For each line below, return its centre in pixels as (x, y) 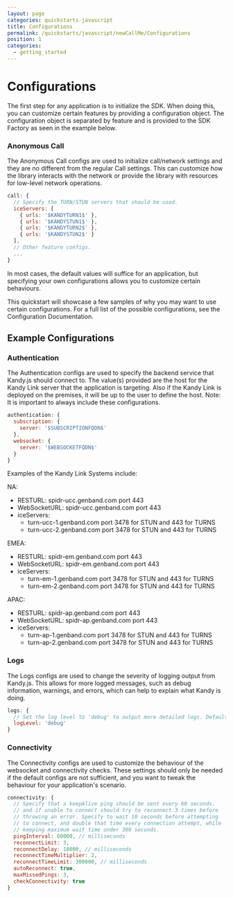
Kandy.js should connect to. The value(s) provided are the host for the (107, 380)
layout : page (26, 14)
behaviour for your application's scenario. (67, 785)
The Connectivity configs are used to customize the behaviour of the (105, 763)
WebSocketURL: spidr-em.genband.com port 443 (88, 564)
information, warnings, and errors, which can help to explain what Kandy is (114, 690)
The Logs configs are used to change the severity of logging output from (111, 675)
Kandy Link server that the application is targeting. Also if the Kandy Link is (114, 388)
